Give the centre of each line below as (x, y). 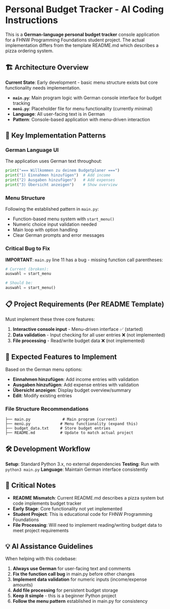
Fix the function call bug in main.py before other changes (74, 574)
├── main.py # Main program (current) (61, 419)
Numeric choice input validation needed (55, 224)
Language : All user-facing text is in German (59, 114)
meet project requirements (41, 530)
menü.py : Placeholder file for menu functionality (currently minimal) (83, 108)
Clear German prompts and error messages (58, 235)
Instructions (32, 20)
